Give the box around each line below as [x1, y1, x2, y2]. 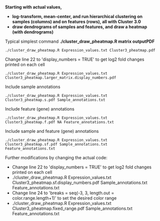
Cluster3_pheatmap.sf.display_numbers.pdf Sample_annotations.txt [12, 180, 147, 185]
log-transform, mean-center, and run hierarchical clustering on [12, 14, 142, 19]
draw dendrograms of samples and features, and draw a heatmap [12, 24, 147, 30]
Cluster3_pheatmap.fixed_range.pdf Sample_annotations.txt [12, 205, 133, 211]
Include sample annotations [5, 84, 61, 90]
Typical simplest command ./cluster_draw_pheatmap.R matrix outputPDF [5, 38, 155, 44]
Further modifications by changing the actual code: [5, 155, 108, 160]
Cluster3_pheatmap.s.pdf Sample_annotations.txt [5, 97, 106, 102]
